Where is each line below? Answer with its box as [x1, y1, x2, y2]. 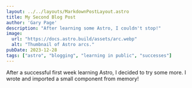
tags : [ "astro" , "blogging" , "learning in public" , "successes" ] [6, 53, 172, 58]
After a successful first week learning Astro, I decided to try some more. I [6, 69, 187, 76]
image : [6, 31, 23, 37]
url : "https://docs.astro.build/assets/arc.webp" [11, 36, 137, 42]
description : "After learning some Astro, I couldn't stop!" [6, 25, 162, 31]
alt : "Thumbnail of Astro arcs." [11, 42, 95, 48]
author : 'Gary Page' [6, 19, 58, 25]
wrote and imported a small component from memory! [6, 75, 139, 82]
